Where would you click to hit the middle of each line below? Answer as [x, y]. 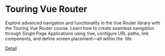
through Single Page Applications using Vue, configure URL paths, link [77, 33]
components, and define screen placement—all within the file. [69, 39]
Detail [11, 48]
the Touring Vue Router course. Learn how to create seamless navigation [80, 28]
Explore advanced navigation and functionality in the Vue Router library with [83, 23]
